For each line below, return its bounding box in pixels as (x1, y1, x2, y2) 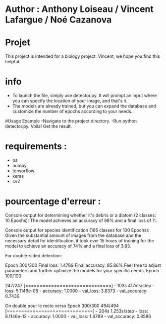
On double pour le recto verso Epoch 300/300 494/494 (5, 303, 119, 309)
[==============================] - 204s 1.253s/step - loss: (5, 308, 149, 314)
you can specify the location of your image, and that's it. (12, 98, 128, 104)
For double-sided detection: (5, 252, 62, 258)
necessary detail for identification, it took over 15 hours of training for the (5, 237, 155, 243)
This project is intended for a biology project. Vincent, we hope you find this (5, 53, 160, 59)
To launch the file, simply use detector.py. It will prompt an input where (12, 93, 157, 99)
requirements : (5, 141, 67, 152)
